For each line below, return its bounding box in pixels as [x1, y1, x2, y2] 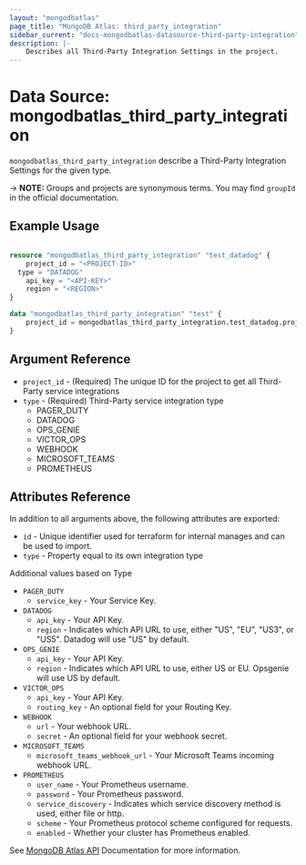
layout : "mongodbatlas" [9, 13, 100, 23]
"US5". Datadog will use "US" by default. [36, 634, 189, 645]
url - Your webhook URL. [36, 721, 132, 732]
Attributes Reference [9, 489, 131, 504]
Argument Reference [9, 351, 131, 367]
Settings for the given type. [9, 165, 112, 176]
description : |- [9, 38, 71, 48]
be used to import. [22, 541, 93, 552]
